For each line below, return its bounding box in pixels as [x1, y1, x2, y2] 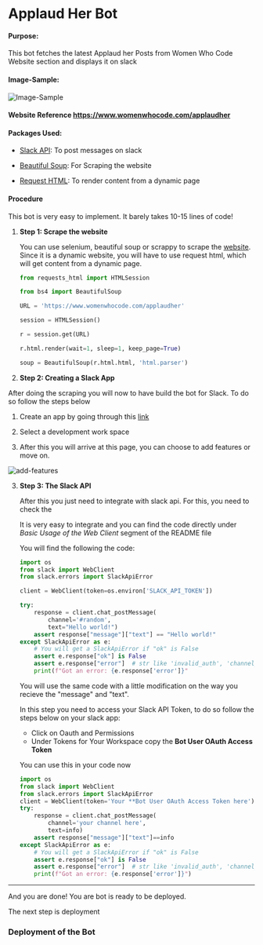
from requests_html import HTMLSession [19, 274, 150, 282]
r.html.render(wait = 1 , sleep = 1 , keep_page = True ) [19, 345, 182, 352]
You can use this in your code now [19, 760, 131, 769]
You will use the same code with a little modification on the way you [19, 680, 239, 691]
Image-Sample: [8, 75, 60, 84]
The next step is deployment [8, 907, 100, 917]
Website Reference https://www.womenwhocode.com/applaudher [8, 111, 231, 120]
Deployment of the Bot [8, 927, 95, 938]
